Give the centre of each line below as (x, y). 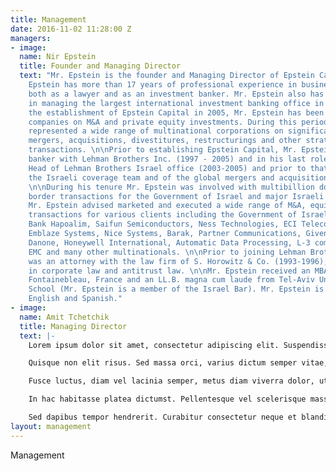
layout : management (51, 426)
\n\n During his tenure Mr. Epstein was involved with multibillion (171, 187)
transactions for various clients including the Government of (163, 215)
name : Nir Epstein (58, 57)
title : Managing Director (73, 326)
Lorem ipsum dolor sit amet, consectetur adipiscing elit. (154, 345)
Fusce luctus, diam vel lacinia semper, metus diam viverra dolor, (171, 381)
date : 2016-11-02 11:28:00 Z (71, 29)
